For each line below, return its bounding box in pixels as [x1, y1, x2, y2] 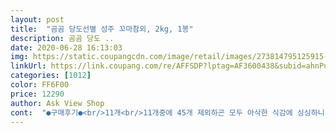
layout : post [10, 14, 65, 25]
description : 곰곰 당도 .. [10, 33, 115, 43]
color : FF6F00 [10, 80, 70, 90]
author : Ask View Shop [10, 98, 105, 108]
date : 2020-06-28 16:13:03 [10, 42, 123, 53]
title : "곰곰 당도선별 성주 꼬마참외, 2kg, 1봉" [10, 24, 194, 34]
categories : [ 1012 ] [10, 71, 92, 81]
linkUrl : [10, 61, 47, 71]
